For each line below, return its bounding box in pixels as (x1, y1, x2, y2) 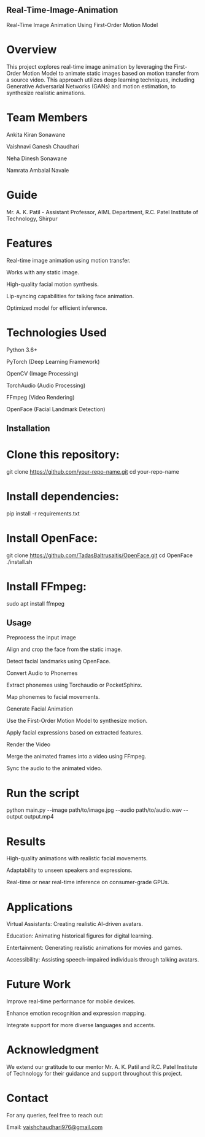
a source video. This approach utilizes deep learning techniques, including (6, 76, 195, 83)
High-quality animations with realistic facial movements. (6, 855, 148, 862)
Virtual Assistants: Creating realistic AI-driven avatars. (6, 920, 143, 928)
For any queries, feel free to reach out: (6, 1112, 104, 1119)
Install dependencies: (6, 490, 120, 504)
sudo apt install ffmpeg (6, 599, 65, 607)
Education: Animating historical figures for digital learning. (6, 932, 153, 939)
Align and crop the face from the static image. (6, 646, 123, 653)
